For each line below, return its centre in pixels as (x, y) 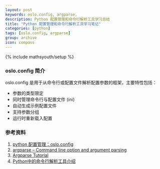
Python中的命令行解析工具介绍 (44, 161)
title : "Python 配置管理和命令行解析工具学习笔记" (53, 24)
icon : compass (20, 43)
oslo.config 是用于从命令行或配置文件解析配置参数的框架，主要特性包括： (81, 83)
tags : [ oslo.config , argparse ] (38, 33)
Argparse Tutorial (30, 155)
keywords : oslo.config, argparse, (41, 15)
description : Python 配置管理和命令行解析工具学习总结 (58, 19)
